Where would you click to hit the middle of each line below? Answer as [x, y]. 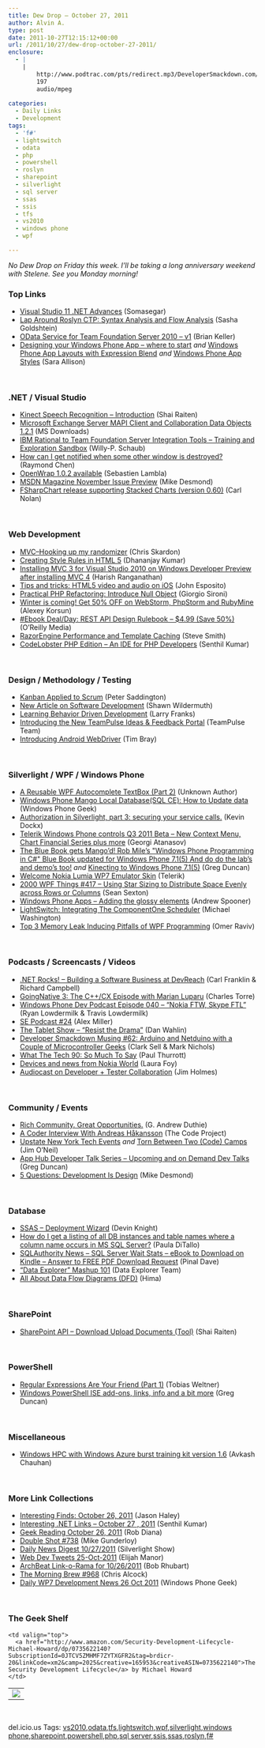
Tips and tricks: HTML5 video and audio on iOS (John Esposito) [123, 585]
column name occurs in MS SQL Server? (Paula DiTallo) [110, 1245]
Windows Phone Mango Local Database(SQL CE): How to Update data [134, 801]
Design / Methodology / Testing [70, 680]
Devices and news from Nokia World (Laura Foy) [98, 1063]
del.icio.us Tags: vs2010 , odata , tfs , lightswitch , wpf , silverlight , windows [120, 1727]
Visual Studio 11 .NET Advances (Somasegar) [93, 311]
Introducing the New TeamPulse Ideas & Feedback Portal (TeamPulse [132, 722]
